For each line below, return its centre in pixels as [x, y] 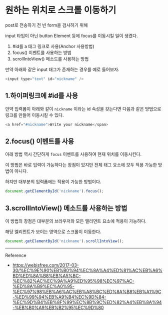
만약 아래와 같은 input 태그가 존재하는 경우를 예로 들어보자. [62, 69]
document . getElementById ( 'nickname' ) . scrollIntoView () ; [64, 241]
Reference [16, 255]
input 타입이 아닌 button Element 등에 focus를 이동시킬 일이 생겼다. [72, 35]
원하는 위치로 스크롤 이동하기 [61, 10]
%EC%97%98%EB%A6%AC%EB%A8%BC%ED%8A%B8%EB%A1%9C [87, 291]
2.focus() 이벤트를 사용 [39, 141]
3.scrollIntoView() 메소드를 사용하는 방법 [66, 208]
